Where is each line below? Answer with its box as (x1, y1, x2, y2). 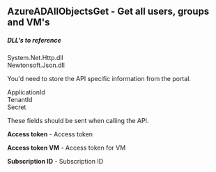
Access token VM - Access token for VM (7, 143, 126, 152)
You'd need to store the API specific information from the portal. (7, 75, 192, 83)
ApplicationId (7, 88, 45, 96)
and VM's (7, 17, 50, 29)
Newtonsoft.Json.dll (7, 61, 65, 69)
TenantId (7, 96, 33, 104)
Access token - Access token (7, 130, 93, 138)
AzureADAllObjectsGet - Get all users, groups (7, 6, 210, 17)
